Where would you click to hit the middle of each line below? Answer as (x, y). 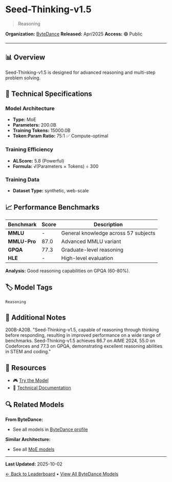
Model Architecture (30, 109)
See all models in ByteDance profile (50, 430)
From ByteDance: (24, 419)
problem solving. (23, 77)
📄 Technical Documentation (42, 388)
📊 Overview (25, 57)
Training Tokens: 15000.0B (41, 130)
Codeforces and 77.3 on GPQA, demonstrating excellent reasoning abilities (84, 346)
